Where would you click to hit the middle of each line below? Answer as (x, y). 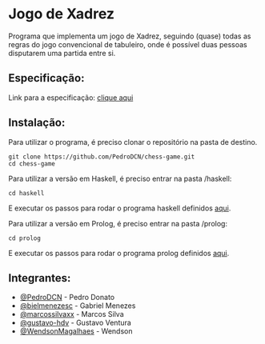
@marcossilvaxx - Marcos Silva (72, 314)
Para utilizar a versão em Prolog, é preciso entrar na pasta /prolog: (118, 223)
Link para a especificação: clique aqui (71, 98)
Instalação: (37, 123)
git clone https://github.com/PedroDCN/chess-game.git (102, 157)
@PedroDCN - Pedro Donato (67, 298)
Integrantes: (40, 278)
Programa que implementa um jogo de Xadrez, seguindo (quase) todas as (130, 36)
